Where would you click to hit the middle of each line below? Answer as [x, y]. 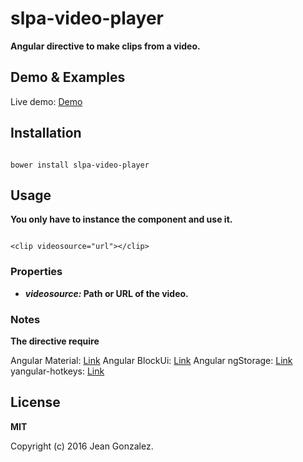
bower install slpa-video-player [80, 165]
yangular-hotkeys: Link [57, 371]
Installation [46, 133]
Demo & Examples [68, 77]
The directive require [55, 341]
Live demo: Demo [46, 101]
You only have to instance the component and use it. [121, 219]
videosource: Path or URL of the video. [106, 293]
